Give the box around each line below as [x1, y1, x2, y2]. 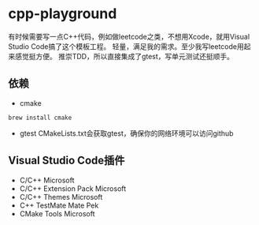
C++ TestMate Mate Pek [19, 201, 99, 210]
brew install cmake [8, 114, 72, 122]
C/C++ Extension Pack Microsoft [19, 183, 127, 193]
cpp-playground [8, 5, 117, 23]
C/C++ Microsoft [19, 175, 75, 185]
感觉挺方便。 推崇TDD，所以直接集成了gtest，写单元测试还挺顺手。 [14, 51, 235, 61]
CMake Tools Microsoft [19, 208, 95, 218]
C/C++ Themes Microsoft [19, 192, 103, 201]
